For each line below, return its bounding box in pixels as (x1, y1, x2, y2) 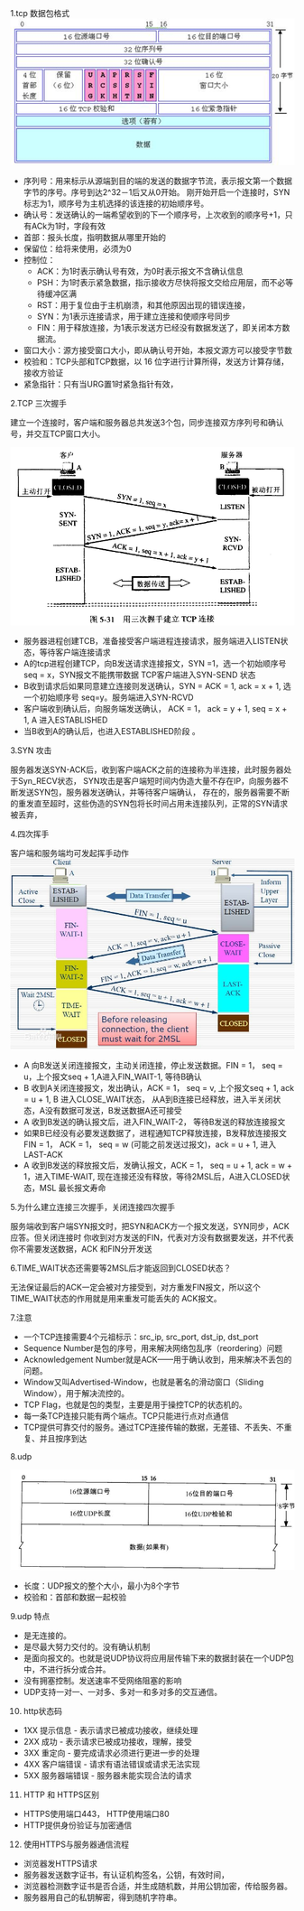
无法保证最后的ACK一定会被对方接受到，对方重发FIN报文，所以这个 (10, 1282, 261, 1292)
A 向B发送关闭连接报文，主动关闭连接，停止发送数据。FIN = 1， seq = (23, 1059, 283, 1070)
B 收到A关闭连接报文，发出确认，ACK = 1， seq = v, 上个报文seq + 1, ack (23, 1082, 295, 1093)
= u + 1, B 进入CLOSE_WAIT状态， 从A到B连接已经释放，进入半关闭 (23, 1094, 273, 1105)
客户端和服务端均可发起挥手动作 (10, 847, 129, 858)
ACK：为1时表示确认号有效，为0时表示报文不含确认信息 (36, 266, 244, 277)
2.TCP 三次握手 (10, 398, 67, 409)
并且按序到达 (39, 1432, 88, 1443)
